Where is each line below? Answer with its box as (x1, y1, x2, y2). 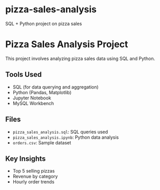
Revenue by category (12, 173, 58, 180)
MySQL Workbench (12, 100, 54, 106)
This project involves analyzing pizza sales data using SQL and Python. (5, 55, 155, 61)
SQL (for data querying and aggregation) (12, 83, 99, 90)
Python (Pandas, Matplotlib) (12, 89, 72, 95)
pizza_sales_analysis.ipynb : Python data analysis (12, 134, 119, 140)
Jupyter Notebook (12, 95, 51, 101)
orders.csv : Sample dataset (12, 139, 72, 145)
